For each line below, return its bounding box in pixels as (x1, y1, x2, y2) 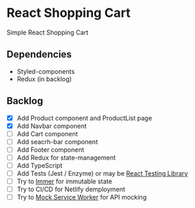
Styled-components (16, 67, 75, 75)
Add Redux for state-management (16, 153, 116, 162)
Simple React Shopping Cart (6, 28, 89, 37)
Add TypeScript (16, 161, 63, 169)
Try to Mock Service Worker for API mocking (16, 193, 147, 202)
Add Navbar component (16, 122, 87, 130)
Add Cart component (16, 129, 78, 138)
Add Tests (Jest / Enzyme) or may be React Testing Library (16, 169, 188, 177)
